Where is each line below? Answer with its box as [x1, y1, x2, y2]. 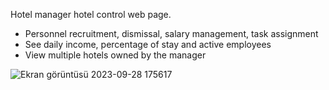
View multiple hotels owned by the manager [24, 49, 207, 61]
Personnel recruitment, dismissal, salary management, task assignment [24, 28, 319, 39]
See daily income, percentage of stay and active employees [24, 39, 272, 50]
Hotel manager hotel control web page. [10, 9, 172, 20]
